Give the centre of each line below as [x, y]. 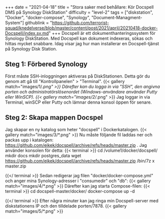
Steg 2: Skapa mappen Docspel [54, 118]
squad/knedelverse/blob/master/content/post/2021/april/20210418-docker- [82, 28]
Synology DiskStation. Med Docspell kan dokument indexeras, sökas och [79, 38]
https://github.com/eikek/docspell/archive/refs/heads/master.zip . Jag [76, 145]
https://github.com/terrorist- [81, 23]
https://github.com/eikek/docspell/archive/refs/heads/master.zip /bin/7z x [80, 161]
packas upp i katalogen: [29, 140]
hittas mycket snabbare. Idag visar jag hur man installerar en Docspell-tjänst [82, 43]
